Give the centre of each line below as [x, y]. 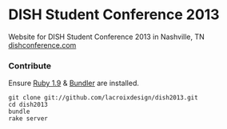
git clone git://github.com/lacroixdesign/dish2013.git [103, 98]
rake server [28, 119]
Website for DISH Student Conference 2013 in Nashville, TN [107, 37]
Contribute [30, 65]
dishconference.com [42, 45]
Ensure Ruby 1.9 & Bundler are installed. [74, 83]
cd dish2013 [28, 105]
